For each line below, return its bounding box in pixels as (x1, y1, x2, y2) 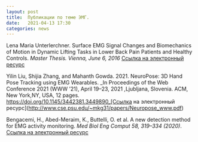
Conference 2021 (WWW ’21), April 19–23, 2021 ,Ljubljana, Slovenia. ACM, (6, 85, 188, 93)
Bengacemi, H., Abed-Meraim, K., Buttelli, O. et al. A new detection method (6, 116, 191, 123)
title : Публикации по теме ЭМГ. (6, 14, 90, 20)
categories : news (6, 25, 50, 32)
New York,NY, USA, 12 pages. (6, 92, 80, 99)
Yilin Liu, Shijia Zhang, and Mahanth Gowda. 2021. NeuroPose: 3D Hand (6, 72, 183, 80)
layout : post (6, 8, 39, 15)
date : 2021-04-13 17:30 (6, 20, 71, 26)
